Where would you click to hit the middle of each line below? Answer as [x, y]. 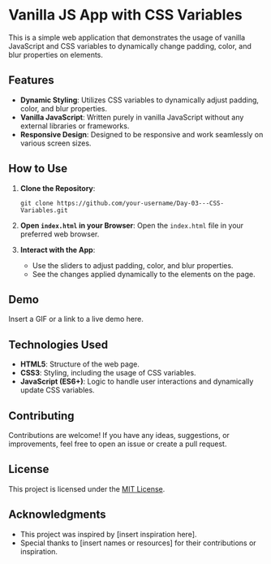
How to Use [38, 169]
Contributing [41, 416]
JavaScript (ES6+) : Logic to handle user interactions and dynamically [137, 382]
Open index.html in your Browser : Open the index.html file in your [132, 225]
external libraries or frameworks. [75, 126]
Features [31, 80]
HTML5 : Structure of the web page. [80, 364]
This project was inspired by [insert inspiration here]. [108, 534]
